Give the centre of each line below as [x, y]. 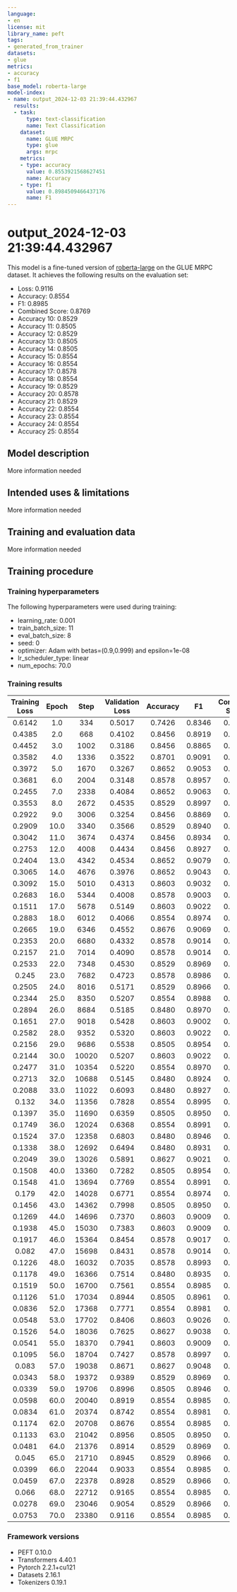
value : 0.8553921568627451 [66, 171]
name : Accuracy [48, 178]
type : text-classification [66, 119]
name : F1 [39, 198]
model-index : [26, 93]
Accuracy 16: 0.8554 [48, 364]
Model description [48, 453]
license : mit [26, 27]
